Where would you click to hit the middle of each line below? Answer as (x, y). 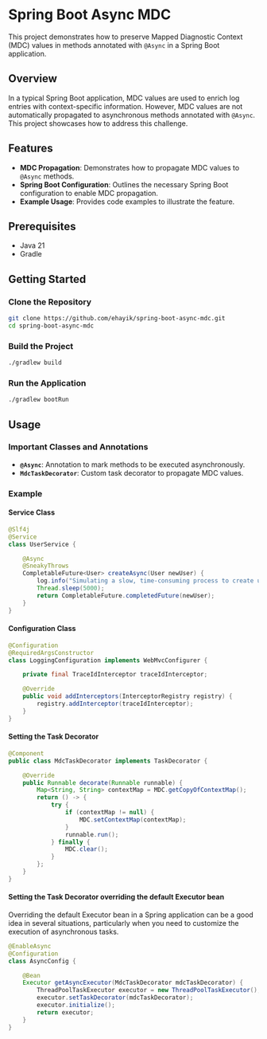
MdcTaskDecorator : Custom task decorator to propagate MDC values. (132, 472)
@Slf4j (19, 529)
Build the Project (41, 346)
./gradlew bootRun (39, 400)
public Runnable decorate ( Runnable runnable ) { (103, 782)
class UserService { (43, 544)
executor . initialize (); (76, 1006)
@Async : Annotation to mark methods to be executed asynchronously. (132, 465)
